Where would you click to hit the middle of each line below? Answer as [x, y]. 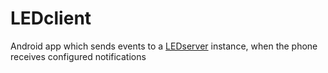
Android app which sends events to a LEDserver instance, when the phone [164, 46]
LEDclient [51, 18]
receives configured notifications [78, 56]
